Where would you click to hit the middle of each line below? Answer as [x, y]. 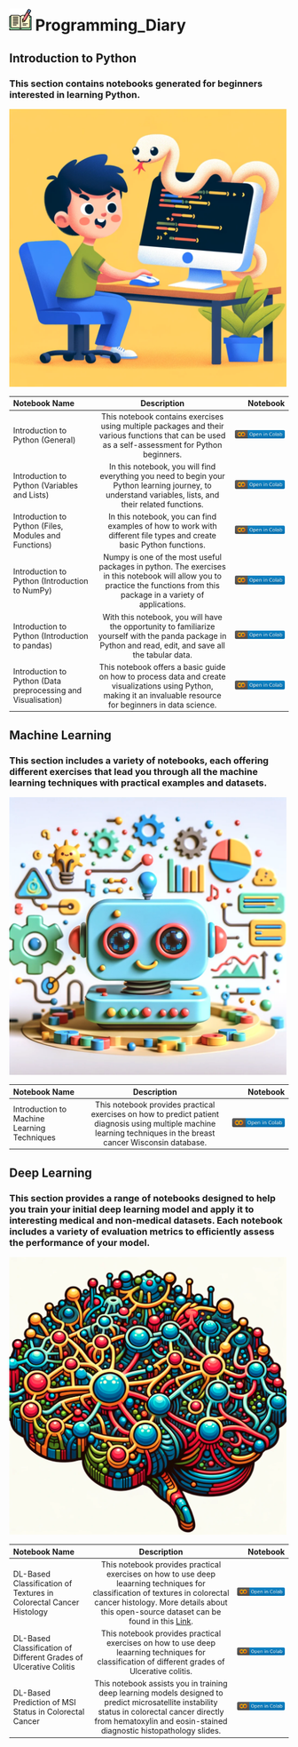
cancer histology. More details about [161, 1602]
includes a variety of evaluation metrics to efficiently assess [142, 1232]
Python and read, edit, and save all [163, 645]
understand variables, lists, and [162, 495]
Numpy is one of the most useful [162, 557]
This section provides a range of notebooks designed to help [143, 1198]
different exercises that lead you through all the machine [134, 771]
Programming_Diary [110, 25]
